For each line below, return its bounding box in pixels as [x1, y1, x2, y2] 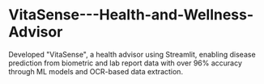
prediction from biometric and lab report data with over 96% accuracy [8, 58, 243, 68]
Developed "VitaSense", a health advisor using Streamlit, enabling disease [8, 49, 257, 59]
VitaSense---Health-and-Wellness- [8, 6, 254, 24]
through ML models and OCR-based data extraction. [8, 66, 184, 76]
